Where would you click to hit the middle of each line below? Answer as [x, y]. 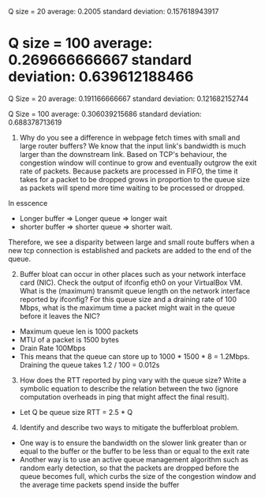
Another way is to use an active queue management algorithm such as [134, 459]
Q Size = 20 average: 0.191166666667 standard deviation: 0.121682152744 [129, 99]
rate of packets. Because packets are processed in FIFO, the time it [129, 171]
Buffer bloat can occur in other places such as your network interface [132, 274]
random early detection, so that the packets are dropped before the [129, 468]
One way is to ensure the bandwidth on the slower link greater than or [133, 443]
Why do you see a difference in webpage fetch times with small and [130, 137]
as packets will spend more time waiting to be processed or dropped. [132, 188]
